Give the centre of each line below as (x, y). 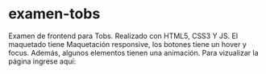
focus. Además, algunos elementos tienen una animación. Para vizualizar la (134, 53)
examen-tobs (54, 14)
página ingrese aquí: (42, 61)
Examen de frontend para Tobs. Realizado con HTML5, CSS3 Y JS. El (123, 36)
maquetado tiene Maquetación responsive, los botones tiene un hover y (128, 44)
